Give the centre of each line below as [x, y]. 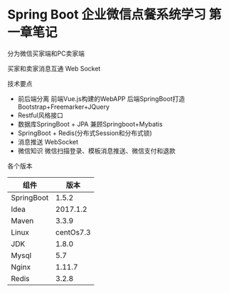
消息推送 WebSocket [48, 142]
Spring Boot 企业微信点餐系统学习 [107, 15]
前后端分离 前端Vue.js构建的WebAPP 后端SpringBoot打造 [101, 98]
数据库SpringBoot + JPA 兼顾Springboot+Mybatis [90, 124]
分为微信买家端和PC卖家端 [46, 53]
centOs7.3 [73, 232]
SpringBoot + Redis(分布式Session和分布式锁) [85, 133]
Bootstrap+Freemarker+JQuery [64, 107]
